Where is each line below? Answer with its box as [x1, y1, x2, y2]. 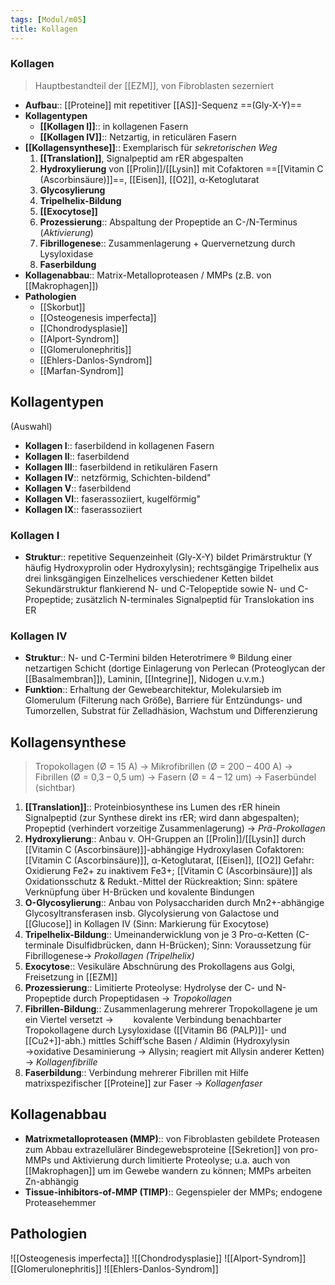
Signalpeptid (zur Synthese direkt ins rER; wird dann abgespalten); [24, 812, 300, 824]
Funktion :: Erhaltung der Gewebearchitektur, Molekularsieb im [24, 684, 282, 696]
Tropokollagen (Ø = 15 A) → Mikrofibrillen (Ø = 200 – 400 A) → [34, 761, 293, 773]
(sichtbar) [34, 782, 76, 794]
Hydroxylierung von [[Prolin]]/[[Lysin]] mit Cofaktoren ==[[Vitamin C [39, 162, 324, 175]
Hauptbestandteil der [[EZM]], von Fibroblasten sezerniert [34, 79, 275, 91]
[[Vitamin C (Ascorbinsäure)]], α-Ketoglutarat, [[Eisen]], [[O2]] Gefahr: [24, 854, 315, 866]
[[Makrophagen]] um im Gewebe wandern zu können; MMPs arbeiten [24, 1164, 312, 1176]
